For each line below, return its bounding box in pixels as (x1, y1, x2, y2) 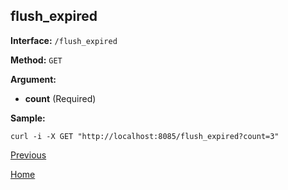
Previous (10, 149, 47, 161)
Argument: (10, 73, 57, 85)
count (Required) (24, 92, 97, 104)
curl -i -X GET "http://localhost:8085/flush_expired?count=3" (10, 131, 280, 141)
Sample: (10, 112, 46, 124)
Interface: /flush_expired (10, 34, 118, 46)
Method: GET (10, 54, 63, 66)
